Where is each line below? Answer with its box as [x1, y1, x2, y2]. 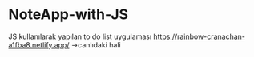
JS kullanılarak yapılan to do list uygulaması [8, 32, 152, 41]
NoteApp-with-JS [8, 6, 129, 24]
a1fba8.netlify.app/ [8, 40, 70, 49]
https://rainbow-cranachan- [153, 32, 246, 41]
